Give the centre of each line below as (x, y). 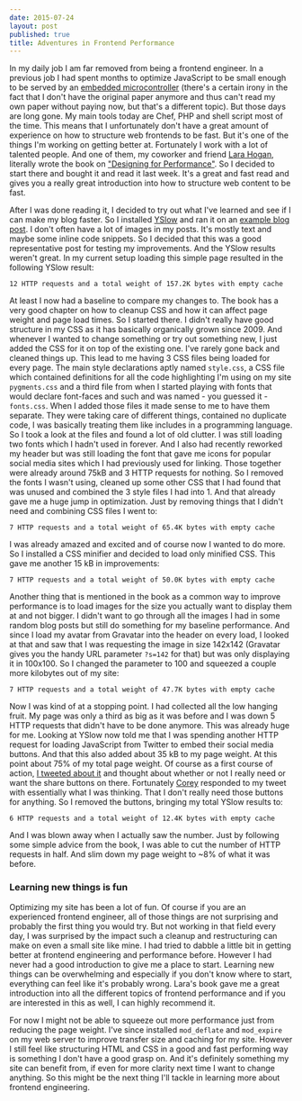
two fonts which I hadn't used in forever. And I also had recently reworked (146, 444)
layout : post (34, 26)
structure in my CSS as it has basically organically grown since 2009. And (146, 329)
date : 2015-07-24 (42, 18)
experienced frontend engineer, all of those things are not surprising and (144, 916)
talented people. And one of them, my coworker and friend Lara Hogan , (142, 155)
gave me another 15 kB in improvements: (84, 564)
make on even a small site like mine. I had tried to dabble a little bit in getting (151, 945)
